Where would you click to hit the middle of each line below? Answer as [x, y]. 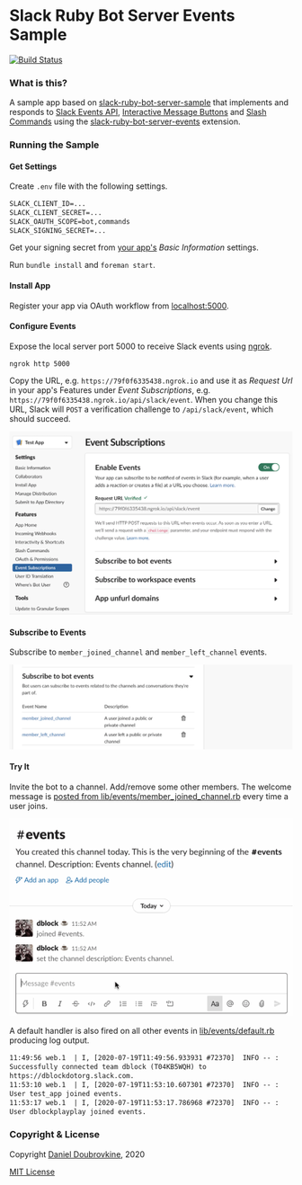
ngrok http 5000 [40, 364]
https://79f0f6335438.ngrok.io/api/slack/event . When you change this [144, 399]
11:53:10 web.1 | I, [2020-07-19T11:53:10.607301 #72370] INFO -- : [144, 1085]
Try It [19, 767]
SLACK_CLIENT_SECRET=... [56, 213]
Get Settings [33, 166]
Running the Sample [54, 145]
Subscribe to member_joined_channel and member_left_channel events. [138, 652]
